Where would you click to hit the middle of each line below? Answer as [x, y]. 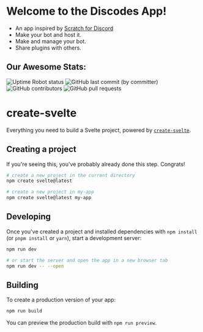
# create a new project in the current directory [71, 175]
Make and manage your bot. [51, 41]
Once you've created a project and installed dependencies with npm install [102, 232]
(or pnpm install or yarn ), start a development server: [74, 238]
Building [22, 285]
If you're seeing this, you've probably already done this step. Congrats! [96, 164]
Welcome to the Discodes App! [87, 11]
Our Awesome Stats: [46, 67]
